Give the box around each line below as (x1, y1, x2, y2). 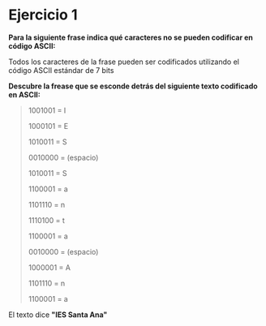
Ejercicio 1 (8, 6, 78, 24)
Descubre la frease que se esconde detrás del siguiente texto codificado (8, 81, 258, 91)
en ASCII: (8, 89, 41, 99)
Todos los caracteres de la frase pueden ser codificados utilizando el (8, 57, 239, 66)
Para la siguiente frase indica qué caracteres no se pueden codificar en (8, 32, 254, 42)
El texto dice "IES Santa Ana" (8, 310, 108, 320)
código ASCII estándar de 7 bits (8, 65, 114, 75)
